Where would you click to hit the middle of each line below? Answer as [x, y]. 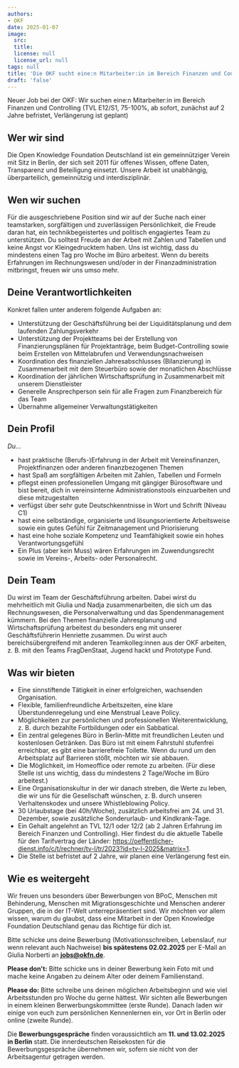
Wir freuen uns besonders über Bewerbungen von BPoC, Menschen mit [112, 896]
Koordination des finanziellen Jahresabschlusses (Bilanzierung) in [114, 361]
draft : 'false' [30, 80]
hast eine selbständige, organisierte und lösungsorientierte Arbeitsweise [124, 520]
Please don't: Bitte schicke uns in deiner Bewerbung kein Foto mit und [111, 969]
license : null [34, 54]
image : [17, 34]
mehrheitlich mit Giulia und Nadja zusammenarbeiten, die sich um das [110, 605]
